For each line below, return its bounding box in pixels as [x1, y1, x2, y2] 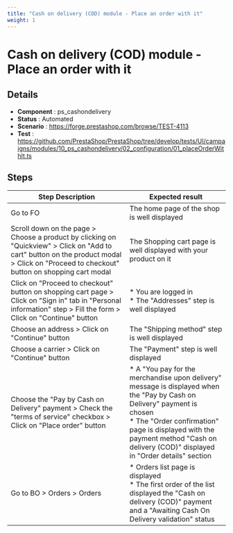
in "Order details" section [129, 451, 212, 461]
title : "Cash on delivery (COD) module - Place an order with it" [7, 10, 203, 17]
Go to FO [10, 208, 40, 218]
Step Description [37, 192, 96, 202]
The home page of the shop [129, 204, 221, 214]
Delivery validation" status [129, 514, 215, 524]
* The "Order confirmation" [129, 416, 219, 426]
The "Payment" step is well [129, 344, 218, 354]
